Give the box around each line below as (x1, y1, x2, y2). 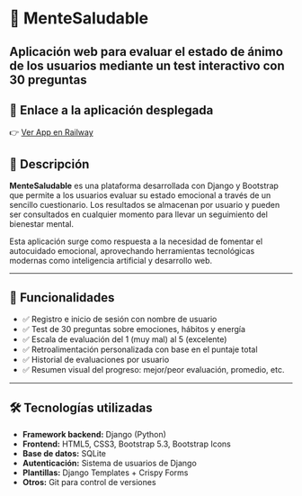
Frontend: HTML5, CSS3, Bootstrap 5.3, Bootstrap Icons (22, 438, 232, 449)
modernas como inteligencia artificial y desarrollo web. (9, 256, 213, 266)
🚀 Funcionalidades (9, 290, 115, 305)
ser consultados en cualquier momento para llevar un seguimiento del (9, 209, 268, 220)
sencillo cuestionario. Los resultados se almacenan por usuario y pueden (9, 200, 280, 211)
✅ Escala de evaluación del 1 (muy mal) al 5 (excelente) (22, 334, 227, 345)
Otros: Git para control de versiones (22, 476, 156, 487)
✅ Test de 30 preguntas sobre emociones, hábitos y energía (22, 324, 245, 335)
